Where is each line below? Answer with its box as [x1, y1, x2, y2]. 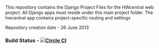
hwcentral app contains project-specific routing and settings [5, 15, 131, 20]
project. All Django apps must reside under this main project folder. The [5, 9, 153, 15]
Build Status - [5, 37, 39, 44]
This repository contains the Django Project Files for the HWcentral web [5, 4, 154, 10]
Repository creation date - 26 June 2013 [5, 24, 89, 30]
